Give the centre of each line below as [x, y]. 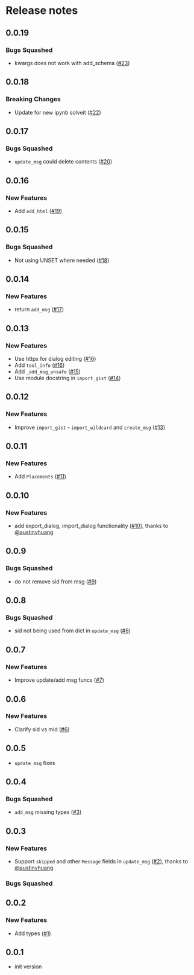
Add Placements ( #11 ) [40, 477]
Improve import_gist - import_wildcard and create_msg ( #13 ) [90, 427]
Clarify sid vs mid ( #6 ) [42, 729]
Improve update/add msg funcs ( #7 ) [59, 680]
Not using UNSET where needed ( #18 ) [62, 260]
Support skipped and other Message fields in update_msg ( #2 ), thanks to [101, 861]
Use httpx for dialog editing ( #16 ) [55, 359]
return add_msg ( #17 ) [39, 310]
